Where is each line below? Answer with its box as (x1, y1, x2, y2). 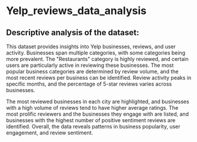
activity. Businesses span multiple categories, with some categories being (6, 49, 185, 56)
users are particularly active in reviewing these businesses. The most (6, 62, 174, 69)
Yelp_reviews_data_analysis (6, 4, 147, 18)
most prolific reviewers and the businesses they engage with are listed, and (6, 110, 189, 117)
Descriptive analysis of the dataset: (6, 28, 139, 38)
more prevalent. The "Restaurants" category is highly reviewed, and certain (6, 56, 189, 62)
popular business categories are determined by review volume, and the (6, 68, 179, 75)
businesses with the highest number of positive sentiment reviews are (6, 117, 176, 124)
